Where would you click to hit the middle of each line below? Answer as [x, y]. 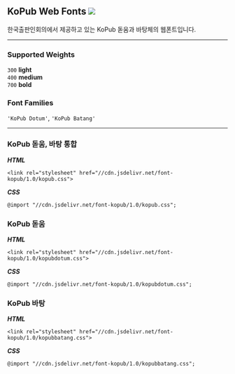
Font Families [30, 103]
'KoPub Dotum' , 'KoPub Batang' [51, 118]
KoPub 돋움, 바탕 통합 [42, 145]
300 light [20, 70]
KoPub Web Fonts [47, 12]
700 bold [20, 85]
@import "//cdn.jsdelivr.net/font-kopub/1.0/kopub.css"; [92, 205]
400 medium [25, 77]
